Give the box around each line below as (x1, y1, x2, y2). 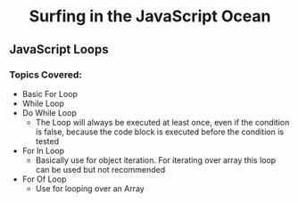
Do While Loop (21, 107, 78, 118)
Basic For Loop (21, 88, 79, 99)
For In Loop (21, 145, 65, 156)
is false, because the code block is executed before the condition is (35, 126, 284, 137)
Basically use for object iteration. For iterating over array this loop (35, 154, 277, 166)
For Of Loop (21, 174, 67, 184)
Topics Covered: (9, 69, 82, 81)
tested (35, 135, 60, 146)
